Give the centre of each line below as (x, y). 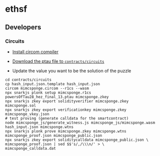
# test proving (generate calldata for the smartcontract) (67, 118)
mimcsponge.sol (21, 105)
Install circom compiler (35, 52)
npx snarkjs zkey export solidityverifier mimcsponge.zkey (67, 101)
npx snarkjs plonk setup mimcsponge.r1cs (48, 92)
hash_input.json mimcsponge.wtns (39, 127)
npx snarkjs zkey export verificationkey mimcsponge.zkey (66, 110)
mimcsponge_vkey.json (27, 114)
